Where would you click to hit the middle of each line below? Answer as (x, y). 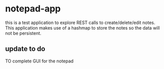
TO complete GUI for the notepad (39, 61)
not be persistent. (23, 33)
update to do (25, 49)
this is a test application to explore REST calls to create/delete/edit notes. (80, 22)
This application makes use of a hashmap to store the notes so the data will (82, 27)
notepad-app (33, 9)
